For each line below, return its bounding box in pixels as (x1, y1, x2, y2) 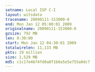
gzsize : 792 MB (5, 31, 38, 36)
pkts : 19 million (5, 50, 42, 55)
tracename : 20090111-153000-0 (5, 17, 70, 22)
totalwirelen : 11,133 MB (5, 45, 58, 50)
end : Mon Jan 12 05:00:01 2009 (5, 21, 72, 27)
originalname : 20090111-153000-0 (5, 26, 77, 31)
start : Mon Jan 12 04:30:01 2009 (5, 41, 77, 46)
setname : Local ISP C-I (5, 7, 56, 13)
